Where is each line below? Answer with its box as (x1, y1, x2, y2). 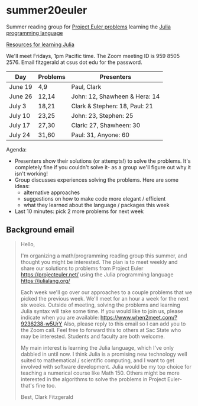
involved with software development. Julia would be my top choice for (20, 363, 192, 370)
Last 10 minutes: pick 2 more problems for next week (14, 208, 144, 215)
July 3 (9, 102, 27, 110)
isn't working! (14, 170, 48, 177)
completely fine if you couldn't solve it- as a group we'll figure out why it (14, 163, 191, 170)
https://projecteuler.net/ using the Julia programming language (20, 270, 174, 278)
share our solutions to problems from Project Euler (20, 265, 144, 272)
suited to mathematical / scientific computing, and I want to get (20, 356, 174, 364)
